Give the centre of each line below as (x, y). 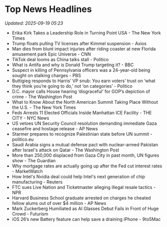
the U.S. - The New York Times (44, 107)
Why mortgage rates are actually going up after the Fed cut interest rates (87, 166)
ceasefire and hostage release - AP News (55, 128)
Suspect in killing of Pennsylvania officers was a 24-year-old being (81, 70)
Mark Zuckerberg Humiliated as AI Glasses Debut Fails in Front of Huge (85, 208)
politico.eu (23, 139)
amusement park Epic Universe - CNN (51, 54)
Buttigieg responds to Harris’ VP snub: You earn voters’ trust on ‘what (83, 81)
